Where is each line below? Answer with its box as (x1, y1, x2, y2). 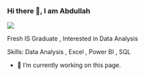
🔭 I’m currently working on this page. (16, 61, 121, 69)
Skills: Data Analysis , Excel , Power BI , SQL (7, 48, 131, 56)
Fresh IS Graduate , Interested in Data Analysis (7, 34, 138, 43)
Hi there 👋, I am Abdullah (7, 6, 91, 16)
